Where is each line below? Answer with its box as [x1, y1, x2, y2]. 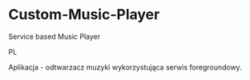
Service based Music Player [8, 32, 101, 41]
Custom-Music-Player [8, 6, 160, 24]
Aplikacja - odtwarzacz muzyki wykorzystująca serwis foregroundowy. [8, 62, 242, 72]
